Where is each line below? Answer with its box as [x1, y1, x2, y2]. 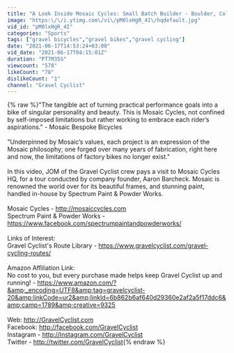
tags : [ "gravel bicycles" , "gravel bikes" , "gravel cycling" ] [7, 36, 186, 43]
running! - [7, 278, 36, 287]
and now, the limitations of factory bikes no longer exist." [7, 153, 171, 161]
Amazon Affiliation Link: [7, 264, 75, 272]
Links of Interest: [7, 234, 56, 243]
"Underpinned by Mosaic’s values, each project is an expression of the [7, 137, 210, 147]
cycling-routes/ [7, 249, 52, 257]
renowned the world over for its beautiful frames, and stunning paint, [7, 182, 205, 190]
